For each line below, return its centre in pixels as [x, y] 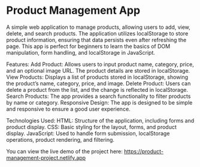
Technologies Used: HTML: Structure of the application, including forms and [100, 120]
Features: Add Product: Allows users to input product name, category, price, [100, 64]
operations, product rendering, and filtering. [60, 139]
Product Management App [73, 11]
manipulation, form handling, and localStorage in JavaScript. [81, 52]
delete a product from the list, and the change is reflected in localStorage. [97, 90]
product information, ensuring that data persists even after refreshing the [96, 40]
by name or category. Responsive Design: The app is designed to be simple [99, 102]
